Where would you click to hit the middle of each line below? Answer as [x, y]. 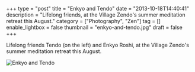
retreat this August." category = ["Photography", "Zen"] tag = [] [84, 21]
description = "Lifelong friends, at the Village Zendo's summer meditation [96, 15]
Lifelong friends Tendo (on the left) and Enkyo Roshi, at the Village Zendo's [98, 45]
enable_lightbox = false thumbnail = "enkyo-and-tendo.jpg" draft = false [94, 27]
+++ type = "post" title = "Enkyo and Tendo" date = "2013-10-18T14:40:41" [98, 9]
